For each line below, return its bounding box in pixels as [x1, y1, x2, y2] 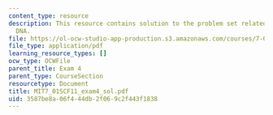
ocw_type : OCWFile [8, 57, 71, 66]
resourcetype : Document [8, 79, 89, 87]
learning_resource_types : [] [8, 49, 107, 57]
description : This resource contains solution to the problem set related [8, 19, 267, 28]
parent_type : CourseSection [8, 72, 104, 80]
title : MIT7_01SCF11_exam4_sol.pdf [8, 87, 129, 96]
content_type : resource [8, 11, 89, 20]
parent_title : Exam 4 [8, 65, 82, 73]
